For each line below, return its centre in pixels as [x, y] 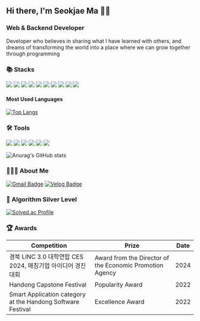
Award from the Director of [132, 258]
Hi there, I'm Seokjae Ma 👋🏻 [58, 11]
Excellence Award [119, 302]
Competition [49, 246]
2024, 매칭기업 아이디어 [41, 266]
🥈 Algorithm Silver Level [42, 199]
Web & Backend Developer [45, 28]
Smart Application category [48, 294]
